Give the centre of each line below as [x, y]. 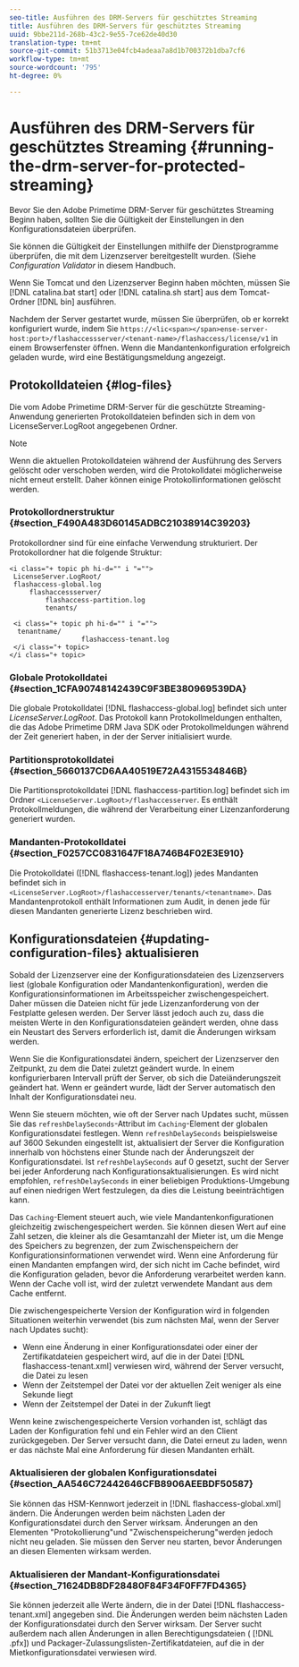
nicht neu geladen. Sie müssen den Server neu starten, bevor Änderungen [146, 1542]
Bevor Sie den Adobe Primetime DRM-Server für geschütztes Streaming [142, 209]
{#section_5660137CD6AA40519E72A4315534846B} [129, 771]
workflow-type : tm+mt [50, 59]
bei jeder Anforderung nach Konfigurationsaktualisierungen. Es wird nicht [144, 1171]
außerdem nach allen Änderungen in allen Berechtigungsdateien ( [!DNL [141, 1634]
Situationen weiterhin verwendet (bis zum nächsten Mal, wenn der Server [144, 1320]
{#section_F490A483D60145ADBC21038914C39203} [130, 523]
